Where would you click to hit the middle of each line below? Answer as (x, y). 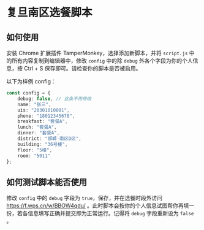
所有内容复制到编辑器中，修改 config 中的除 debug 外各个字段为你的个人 (102, 61)
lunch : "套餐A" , (37, 127)
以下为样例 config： (31, 81)
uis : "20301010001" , (43, 110)
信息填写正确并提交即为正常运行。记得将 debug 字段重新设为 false (111, 213)
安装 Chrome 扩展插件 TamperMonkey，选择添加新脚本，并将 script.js (97, 53)
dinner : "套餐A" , (39, 133)
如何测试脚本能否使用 (47, 182)
